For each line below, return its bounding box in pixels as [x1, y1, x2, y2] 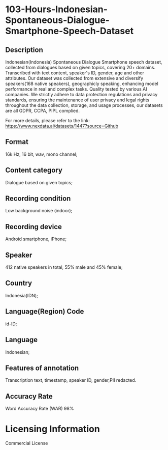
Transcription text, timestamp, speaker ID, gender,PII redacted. [5, 377, 137, 383]
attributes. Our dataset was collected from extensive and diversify [5, 75, 144, 81]
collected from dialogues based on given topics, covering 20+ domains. [5, 65, 156, 70]
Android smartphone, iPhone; [5, 236, 67, 242]
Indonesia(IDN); [5, 292, 38, 298]
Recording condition [5, 194, 71, 203]
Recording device [5, 222, 62, 231]
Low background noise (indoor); [5, 208, 73, 214]
